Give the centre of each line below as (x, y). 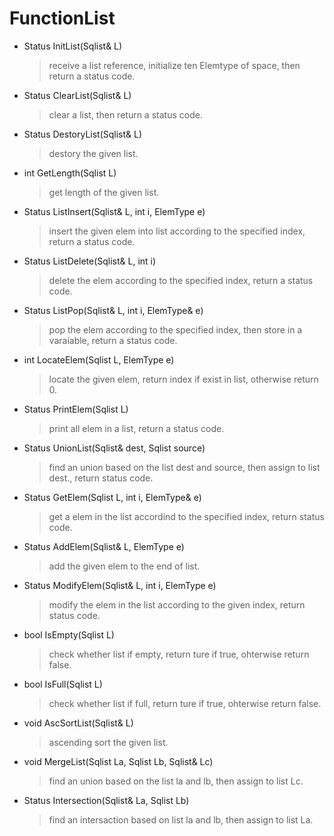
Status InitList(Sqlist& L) (73, 46)
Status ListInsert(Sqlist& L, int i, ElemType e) (114, 211)
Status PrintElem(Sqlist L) (76, 409)
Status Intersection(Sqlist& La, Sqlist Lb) (106, 800)
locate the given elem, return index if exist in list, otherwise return (183, 379)
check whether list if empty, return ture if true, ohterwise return (179, 654)
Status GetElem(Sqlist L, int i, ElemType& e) (112, 497)
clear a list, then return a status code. (125, 114)
